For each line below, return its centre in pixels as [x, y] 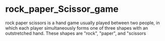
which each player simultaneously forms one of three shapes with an [77, 28]
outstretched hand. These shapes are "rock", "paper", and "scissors [76, 33]
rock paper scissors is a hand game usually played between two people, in [82, 23]
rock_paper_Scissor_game [62, 9]
